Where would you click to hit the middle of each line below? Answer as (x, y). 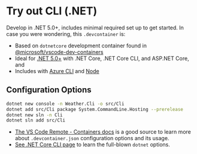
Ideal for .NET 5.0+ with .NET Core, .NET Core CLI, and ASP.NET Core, (102, 58)
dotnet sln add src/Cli (36, 120)
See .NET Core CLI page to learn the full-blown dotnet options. (93, 144)
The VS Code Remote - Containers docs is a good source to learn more (103, 132)
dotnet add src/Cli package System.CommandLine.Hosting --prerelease (95, 109)
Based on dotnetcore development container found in (81, 46)
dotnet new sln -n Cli (34, 115)
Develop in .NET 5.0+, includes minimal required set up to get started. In (95, 28)
